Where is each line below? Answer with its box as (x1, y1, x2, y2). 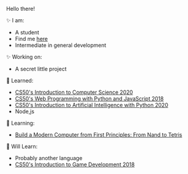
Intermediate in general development (14, 42, 106, 49)
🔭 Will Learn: (6, 143, 38, 150)
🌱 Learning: (6, 120, 35, 126)
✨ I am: (6, 17, 25, 23)
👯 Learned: (6, 77, 34, 84)
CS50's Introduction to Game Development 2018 (14, 161, 135, 168)
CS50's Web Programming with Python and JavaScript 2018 (14, 95, 164, 102)
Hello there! (6, 5, 35, 12)
